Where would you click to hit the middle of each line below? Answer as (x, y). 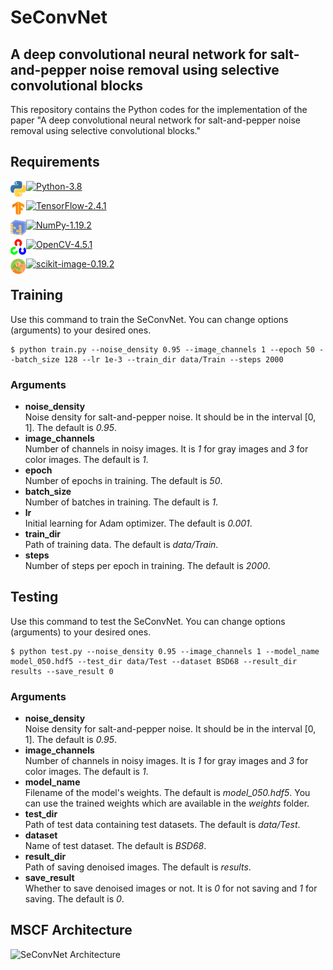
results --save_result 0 (62, 671)
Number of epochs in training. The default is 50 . (123, 480)
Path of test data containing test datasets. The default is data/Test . (162, 825)
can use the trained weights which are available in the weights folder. (167, 803)
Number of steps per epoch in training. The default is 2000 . (147, 565)
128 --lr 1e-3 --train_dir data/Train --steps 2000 (173, 359)
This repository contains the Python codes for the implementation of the (159, 109)
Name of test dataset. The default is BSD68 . (115, 846)
